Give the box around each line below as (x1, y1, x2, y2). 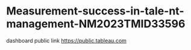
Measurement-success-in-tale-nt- (6, 4, 185, 18)
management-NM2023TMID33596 (6, 17, 186, 31)
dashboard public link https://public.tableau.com (6, 37, 127, 44)
